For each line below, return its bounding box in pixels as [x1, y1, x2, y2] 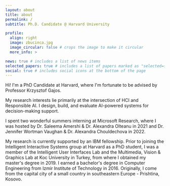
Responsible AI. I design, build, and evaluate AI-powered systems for [5, 102, 149, 109]
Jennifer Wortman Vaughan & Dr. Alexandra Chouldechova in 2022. [5, 129, 146, 135]
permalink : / [5, 17, 33, 22]
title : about [5, 12, 33, 17]
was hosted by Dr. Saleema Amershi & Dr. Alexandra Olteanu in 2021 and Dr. [5, 123, 164, 129]
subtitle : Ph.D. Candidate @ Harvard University [5, 21, 110, 27]
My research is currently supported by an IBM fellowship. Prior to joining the [5, 138, 164, 144]
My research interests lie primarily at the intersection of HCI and [5, 97, 139, 103]
